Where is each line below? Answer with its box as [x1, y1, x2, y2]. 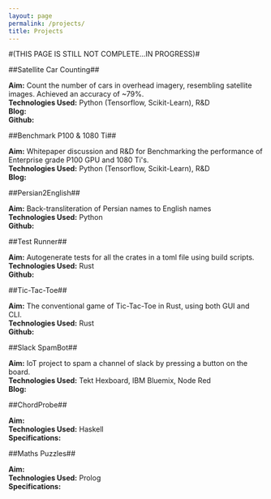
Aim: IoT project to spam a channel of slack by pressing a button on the [8, 359, 248, 368]
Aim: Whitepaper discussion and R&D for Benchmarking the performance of [8, 147, 264, 157]
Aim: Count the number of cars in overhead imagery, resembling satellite [8, 80, 252, 90]
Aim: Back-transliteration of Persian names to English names [8, 204, 212, 213]
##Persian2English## [8, 188, 80, 198]
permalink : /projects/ [8, 19, 85, 28]
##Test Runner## [8, 237, 67, 247]
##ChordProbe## [8, 400, 67, 410]
